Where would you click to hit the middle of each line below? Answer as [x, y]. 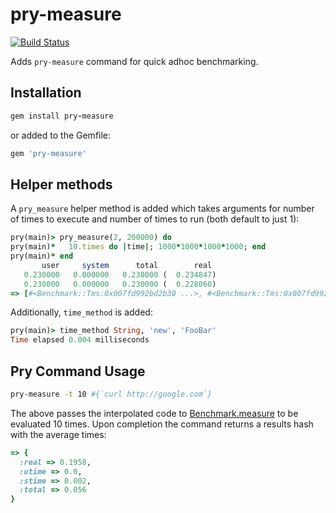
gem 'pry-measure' [48, 153]
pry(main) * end [42, 256]
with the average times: [58, 434]
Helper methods [61, 184]
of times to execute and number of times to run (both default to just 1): [155, 219]
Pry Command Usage [78, 371]
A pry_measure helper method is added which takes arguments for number [162, 209]
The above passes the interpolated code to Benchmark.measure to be [154, 413]
